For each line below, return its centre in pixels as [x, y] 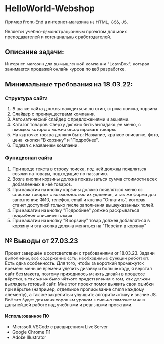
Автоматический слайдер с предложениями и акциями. [71, 119]
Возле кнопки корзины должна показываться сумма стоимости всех [84, 179]
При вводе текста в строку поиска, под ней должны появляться [79, 169]
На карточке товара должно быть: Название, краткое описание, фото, [86, 135]
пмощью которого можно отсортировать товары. [64, 129]
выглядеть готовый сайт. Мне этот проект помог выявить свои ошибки [80, 284]
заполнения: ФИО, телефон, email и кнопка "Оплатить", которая [79, 200]
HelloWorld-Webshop [50, 9]
